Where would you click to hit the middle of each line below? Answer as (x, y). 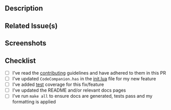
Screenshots (26, 43)
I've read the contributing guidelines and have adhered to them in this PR (89, 73)
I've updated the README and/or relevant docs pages (69, 90)
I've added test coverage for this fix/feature (58, 84)
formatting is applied (34, 102)
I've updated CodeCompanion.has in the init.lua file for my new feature (84, 79)
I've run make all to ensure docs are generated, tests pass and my (82, 96)
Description (24, 8)
